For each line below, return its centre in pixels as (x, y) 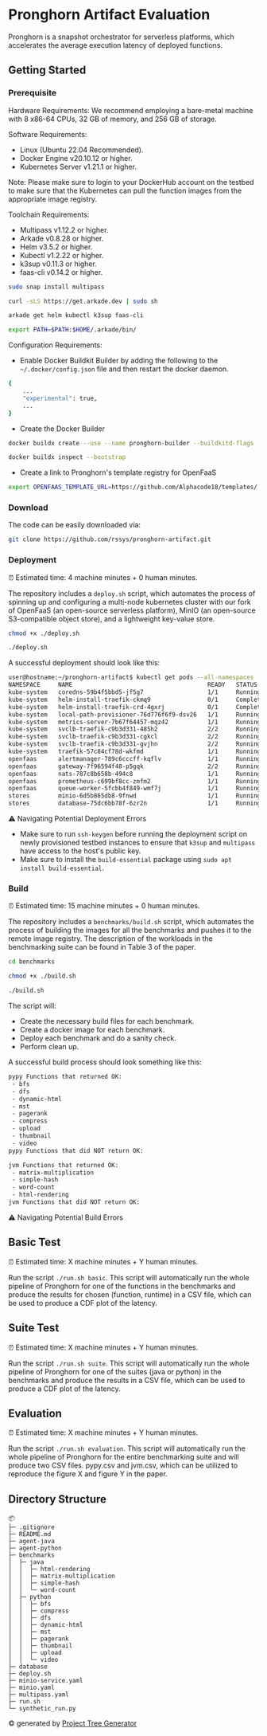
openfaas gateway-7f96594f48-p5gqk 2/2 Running (135, 766)
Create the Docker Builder (62, 429)
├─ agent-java (32, 1542)
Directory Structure (58, 1499)
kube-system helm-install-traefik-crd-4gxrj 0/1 (113, 707)
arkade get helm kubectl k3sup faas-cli (76, 315)
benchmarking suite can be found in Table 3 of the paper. (102, 947)
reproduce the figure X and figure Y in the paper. (88, 1474)
